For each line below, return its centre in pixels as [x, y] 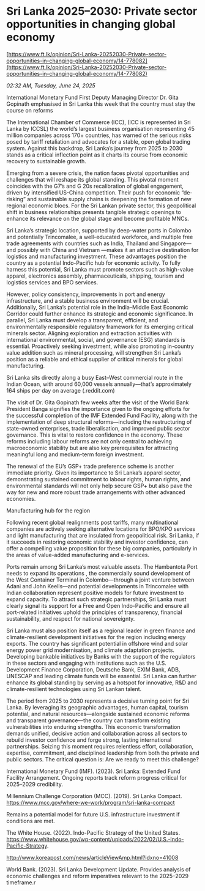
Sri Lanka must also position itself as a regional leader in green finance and [101, 630]
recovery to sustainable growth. [47, 161]
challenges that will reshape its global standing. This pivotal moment [92, 179]
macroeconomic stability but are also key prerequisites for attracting [92, 448]
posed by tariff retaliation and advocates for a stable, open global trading [99, 141]
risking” [16, 199]
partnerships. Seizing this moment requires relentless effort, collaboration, [100, 746]
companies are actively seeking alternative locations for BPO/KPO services [101, 529]
